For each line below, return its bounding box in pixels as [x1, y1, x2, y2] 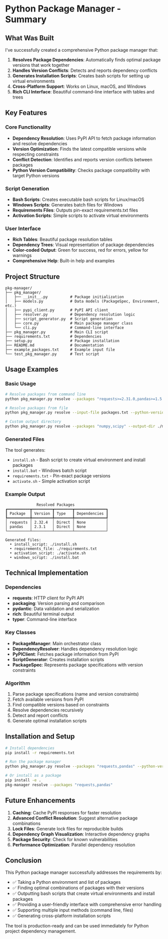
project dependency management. [5, 928, 76, 934]
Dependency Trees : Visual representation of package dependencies [12, 242, 154, 248]
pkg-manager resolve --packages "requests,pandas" [5, 782, 113, 787]
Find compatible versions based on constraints [12, 701, 109, 707]
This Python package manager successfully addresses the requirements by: [5, 870, 162, 876]
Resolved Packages [36, 502, 75, 507]
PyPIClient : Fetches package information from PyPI [12, 651, 119, 657]
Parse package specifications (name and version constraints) [12, 691, 139, 697]
